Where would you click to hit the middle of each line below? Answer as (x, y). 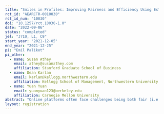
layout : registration (27, 104)
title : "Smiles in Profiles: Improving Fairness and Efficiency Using (78, 9)
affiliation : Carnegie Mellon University (56, 95)
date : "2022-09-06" (25, 28)
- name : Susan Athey (30, 59)
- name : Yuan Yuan (28, 86)
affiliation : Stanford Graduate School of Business (67, 68)
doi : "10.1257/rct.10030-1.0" (36, 23)
